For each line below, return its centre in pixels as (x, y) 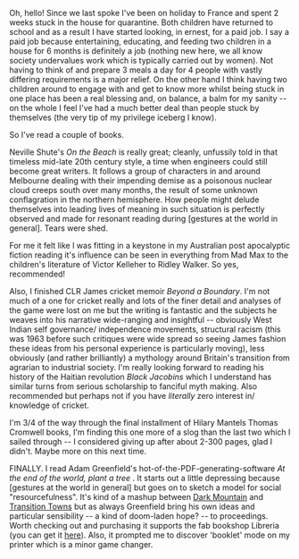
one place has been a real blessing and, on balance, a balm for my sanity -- (148, 98)
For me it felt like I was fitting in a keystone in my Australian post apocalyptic (150, 246)
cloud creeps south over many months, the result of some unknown (133, 190)
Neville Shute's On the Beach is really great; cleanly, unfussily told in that (144, 152)
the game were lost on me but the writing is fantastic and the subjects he (143, 310)
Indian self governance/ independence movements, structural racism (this (145, 329)
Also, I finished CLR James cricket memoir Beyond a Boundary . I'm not (140, 291)
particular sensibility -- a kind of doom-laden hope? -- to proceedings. (139, 516)
